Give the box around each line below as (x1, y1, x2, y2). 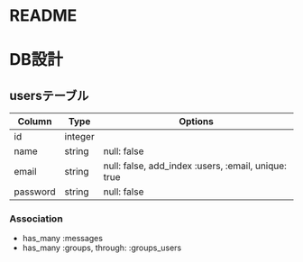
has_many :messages (22, 233, 104, 244)
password (14, 185, 56, 198)
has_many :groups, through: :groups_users (22, 242, 182, 253)
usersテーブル (9, 87, 89, 104)
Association (9, 212, 63, 225)
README (9, 5, 78, 26)
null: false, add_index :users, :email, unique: (103, 159, 287, 172)
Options (179, 115, 215, 128)
